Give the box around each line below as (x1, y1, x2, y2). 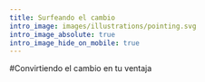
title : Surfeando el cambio (9, 13, 116, 23)
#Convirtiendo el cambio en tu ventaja (9, 63, 152, 74)
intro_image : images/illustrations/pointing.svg (9, 22, 197, 31)
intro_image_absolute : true (9, 30, 116, 39)
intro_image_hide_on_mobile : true (9, 38, 141, 48)
